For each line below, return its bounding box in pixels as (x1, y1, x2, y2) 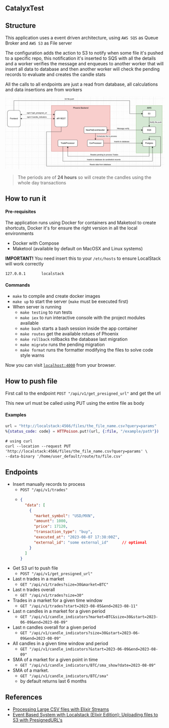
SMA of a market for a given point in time (12, 657, 98, 663)
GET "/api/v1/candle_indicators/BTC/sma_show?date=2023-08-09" (20, 663, 156, 668)
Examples (5, 411, 27, 417)
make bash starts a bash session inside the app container (20, 325, 138, 331)
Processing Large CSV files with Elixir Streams (12, 706, 109, 712)
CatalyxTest (5, 4, 44, 13)
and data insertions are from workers (5, 87, 82, 93)
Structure (5, 21, 36, 30)
